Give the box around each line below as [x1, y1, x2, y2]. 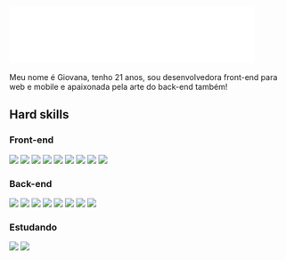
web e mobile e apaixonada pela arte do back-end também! [9, 82, 228, 92]
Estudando [9, 221, 58, 233]
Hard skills [9, 107, 69, 122]
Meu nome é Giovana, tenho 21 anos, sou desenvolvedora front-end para [9, 72, 278, 82]
